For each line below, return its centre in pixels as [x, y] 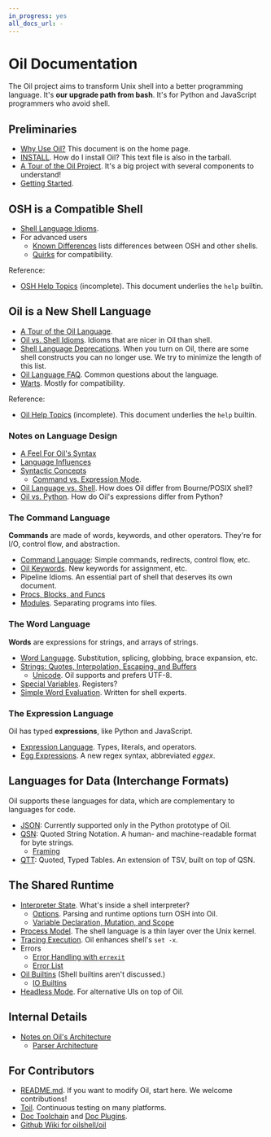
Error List [48, 965]
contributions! [44, 1099]
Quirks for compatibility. [72, 255]
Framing [46, 851]
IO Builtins [50, 982]
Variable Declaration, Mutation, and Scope [103, 922]
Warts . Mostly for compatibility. [72, 383]
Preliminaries [43, 129]
